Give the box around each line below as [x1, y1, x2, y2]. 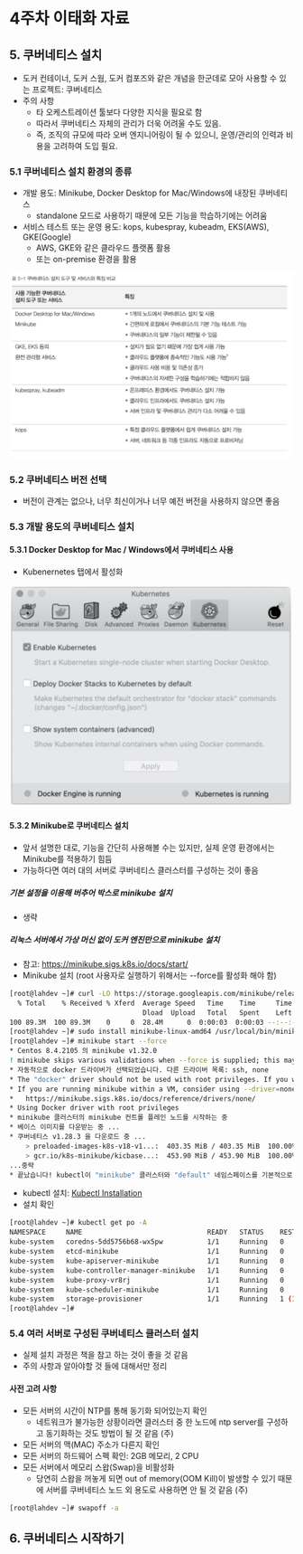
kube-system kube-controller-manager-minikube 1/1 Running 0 [9, 1265, 284, 1275]
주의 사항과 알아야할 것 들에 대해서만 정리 [22, 1360, 168, 1371]
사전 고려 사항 [9, 1383, 57, 1394]
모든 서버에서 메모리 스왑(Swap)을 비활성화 [22, 1462, 175, 1473]
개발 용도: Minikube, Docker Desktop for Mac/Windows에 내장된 [22, 187, 257, 199]
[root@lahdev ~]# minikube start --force [9, 1037, 168, 1046]
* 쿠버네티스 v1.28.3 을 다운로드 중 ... [9, 1132, 147, 1142]
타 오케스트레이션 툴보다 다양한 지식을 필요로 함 [35, 107, 203, 118]
